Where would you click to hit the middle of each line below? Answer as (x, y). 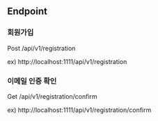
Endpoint (27, 11)
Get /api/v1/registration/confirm (52, 96)
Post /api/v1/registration (41, 48)
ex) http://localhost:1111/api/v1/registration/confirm (79, 110)
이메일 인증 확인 (32, 81)
